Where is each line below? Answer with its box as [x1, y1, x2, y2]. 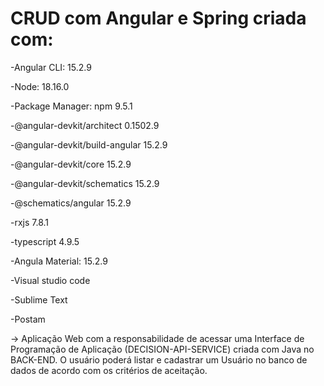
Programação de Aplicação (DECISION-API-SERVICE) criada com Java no [10, 343, 315, 355]
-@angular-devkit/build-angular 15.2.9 [10, 138, 168, 151]
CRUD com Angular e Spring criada [10, 7, 307, 30]
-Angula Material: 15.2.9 [10, 255, 108, 267]
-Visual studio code [10, 274, 91, 286]
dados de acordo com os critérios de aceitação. [10, 364, 208, 376]
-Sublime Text [10, 293, 68, 306]
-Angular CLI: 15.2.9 [10, 61, 92, 73]
